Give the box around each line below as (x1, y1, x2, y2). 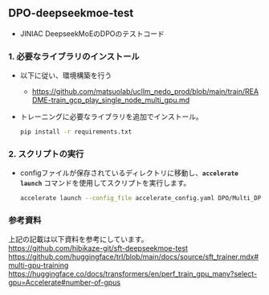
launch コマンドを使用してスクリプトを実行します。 (19, 178, 191, 188)
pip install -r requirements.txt (19, 128, 132, 136)
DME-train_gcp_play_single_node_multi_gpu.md (31, 96, 190, 105)
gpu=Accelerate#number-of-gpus (8, 277, 121, 288)
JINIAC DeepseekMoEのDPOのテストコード (19, 28, 165, 39)
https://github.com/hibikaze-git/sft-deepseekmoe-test (8, 244, 189, 253)
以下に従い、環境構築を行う (19, 71, 112, 80)
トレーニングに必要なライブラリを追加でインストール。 (19, 112, 203, 121)
